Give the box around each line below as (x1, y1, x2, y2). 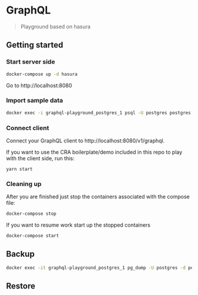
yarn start (6, 166, 33, 172)
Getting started (6, 40, 64, 50)
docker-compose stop (6, 211, 57, 217)
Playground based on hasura (20, 23, 91, 30)
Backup (6, 249, 35, 259)
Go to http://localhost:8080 (6, 82, 72, 89)
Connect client (6, 124, 49, 132)
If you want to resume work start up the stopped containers (6, 221, 151, 228)
